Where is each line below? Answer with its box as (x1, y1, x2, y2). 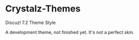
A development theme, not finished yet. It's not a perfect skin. (5, 29, 134, 35)
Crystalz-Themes (5, 3, 81, 14)
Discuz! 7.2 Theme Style (5, 19, 56, 25)
